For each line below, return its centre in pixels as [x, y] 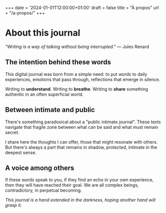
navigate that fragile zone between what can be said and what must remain [82, 127]
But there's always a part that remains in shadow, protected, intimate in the [81, 147]
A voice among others [40, 168]
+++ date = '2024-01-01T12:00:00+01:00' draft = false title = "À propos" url [82, 8]
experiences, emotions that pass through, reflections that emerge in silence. [83, 79]
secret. [12, 132]
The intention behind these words [58, 62]
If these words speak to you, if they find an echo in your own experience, [80, 180]
